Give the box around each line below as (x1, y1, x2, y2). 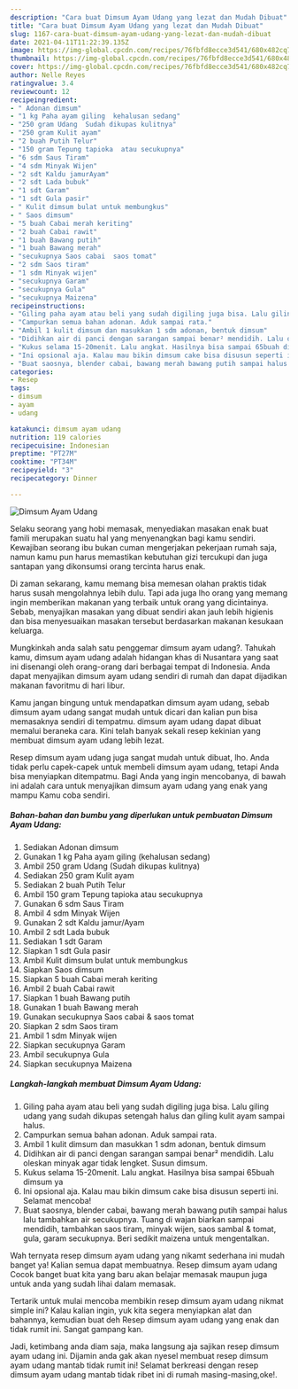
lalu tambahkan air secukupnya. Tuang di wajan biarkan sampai (22, 1213, 255, 1224)
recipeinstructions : (10, 301, 87, 310)
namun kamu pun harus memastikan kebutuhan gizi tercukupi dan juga (10, 551, 268, 562)
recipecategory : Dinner (10, 474, 98, 483)
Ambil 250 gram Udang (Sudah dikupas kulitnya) (22, 861, 201, 871)
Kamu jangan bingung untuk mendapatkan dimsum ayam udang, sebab (10, 697, 270, 707)
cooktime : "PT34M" (10, 457, 78, 466)
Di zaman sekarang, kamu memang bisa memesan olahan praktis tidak (10, 578, 268, 589)
